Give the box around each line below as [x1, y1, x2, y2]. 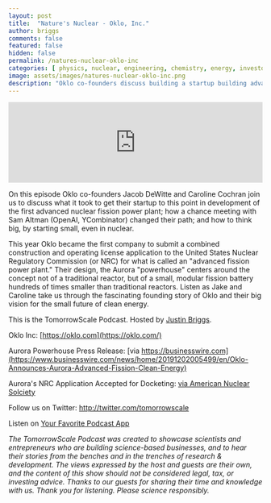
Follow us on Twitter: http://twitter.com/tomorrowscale [8, 402, 190, 412]
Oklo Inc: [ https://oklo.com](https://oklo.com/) [8, 330, 162, 339]
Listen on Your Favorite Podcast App [8, 418, 130, 428]
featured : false [8, 42, 63, 50]
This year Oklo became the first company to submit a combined [8, 239, 220, 248]
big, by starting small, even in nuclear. [8, 223, 135, 233]
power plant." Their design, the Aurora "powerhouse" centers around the [8, 264, 250, 274]
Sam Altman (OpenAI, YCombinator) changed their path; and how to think [8, 214, 252, 224]
